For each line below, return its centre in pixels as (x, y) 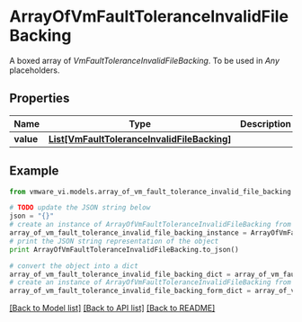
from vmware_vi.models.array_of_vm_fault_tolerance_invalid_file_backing (151, 192)
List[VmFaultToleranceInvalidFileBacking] (140, 139)
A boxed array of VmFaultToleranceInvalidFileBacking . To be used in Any (145, 60)
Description (266, 123)
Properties (40, 98)
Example (34, 171)
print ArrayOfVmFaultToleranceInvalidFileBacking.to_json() (124, 249)
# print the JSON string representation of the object (114, 241)
